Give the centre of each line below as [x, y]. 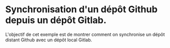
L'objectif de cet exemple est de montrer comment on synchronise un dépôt [85, 34]
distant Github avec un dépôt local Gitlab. [49, 40]
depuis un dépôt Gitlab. [56, 20]
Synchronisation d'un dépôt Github [81, 9]
